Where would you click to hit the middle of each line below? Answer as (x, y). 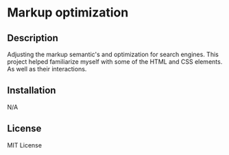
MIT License (25, 145)
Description (33, 38)
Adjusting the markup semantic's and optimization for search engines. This (113, 54)
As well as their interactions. (47, 69)
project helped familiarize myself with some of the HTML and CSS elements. (115, 62)
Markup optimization (68, 13)
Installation (32, 91)
